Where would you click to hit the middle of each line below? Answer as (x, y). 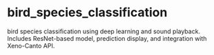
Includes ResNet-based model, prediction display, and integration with (107, 38)
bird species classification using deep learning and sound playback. (104, 31)
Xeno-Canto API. (31, 45)
